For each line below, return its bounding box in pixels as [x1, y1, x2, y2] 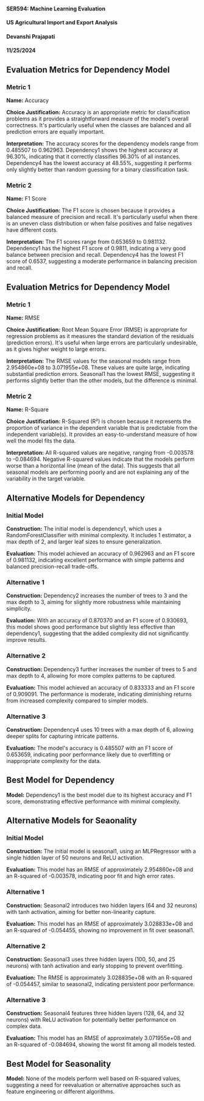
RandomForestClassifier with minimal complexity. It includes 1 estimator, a [6, 532, 192, 539]
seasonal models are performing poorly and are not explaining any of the [6, 468, 189, 476]
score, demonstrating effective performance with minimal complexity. [6, 798, 181, 805]
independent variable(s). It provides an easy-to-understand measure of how [6, 431, 197, 438]
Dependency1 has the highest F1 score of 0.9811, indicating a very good [6, 245, 186, 252]
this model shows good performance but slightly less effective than [6, 624, 175, 631]
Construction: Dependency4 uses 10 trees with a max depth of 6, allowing [6, 726, 194, 733]
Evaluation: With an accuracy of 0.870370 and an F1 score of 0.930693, [6, 617, 188, 624]
